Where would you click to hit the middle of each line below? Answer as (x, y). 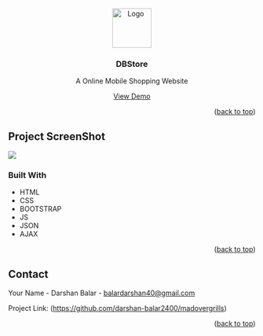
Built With (27, 175)
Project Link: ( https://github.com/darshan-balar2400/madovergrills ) (118, 308)
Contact (28, 274)
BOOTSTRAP (40, 209)
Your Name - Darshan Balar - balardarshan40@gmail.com (102, 293)
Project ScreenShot (57, 137)
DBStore (132, 64)
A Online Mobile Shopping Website (132, 81)
